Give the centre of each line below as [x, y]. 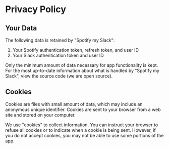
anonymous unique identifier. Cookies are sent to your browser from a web [83, 109]
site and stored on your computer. [40, 115]
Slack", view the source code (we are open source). [59, 76]
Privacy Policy [36, 9]
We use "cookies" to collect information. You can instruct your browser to [82, 125]
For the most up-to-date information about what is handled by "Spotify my [82, 70]
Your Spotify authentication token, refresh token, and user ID [75, 50]
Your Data [21, 28]
